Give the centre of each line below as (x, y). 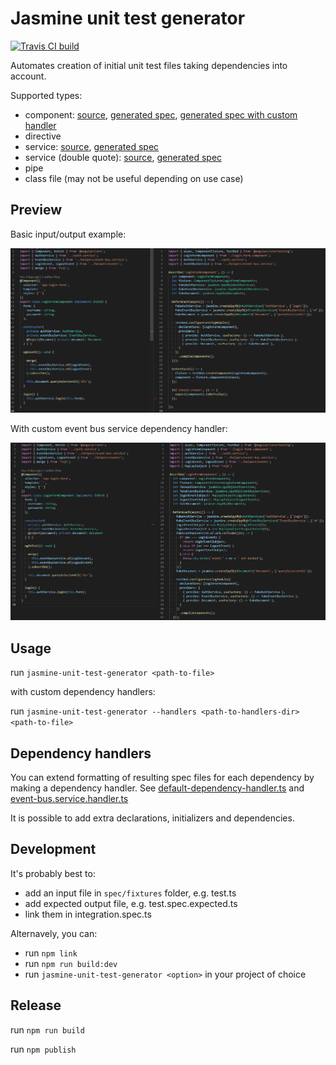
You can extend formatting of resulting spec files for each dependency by (162, 777)
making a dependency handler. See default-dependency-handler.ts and (157, 788)
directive (43, 136)
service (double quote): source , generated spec (123, 157)
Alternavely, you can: (54, 933)
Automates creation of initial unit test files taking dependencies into (149, 65)
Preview (36, 210)
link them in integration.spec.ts (88, 914)
